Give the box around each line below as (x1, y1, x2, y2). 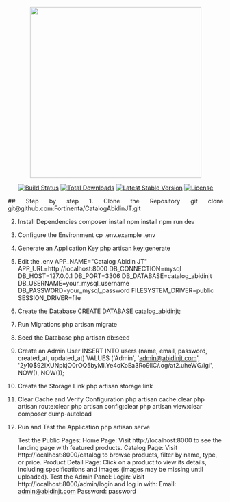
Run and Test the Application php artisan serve (17, 423, 151, 431)
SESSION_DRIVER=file (17, 294, 81, 301)
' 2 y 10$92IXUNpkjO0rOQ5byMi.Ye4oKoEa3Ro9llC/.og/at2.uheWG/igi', (17, 362, 214, 369)
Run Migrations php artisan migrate (17, 321, 118, 328)
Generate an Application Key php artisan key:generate (17, 244, 170, 252)
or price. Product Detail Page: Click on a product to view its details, (17, 458, 207, 466)
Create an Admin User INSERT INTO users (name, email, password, (17, 347, 208, 355)
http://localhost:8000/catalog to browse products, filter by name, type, (17, 451, 218, 459)
